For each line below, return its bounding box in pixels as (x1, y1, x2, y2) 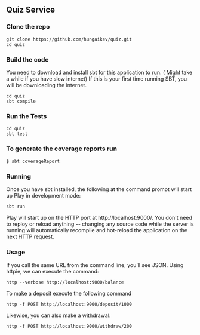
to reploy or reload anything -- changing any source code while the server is (6, 220, 194, 228)
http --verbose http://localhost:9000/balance (6, 279, 124, 285)
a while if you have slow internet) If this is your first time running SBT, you (6, 75, 187, 82)
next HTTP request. (6, 233, 55, 240)
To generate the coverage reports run (6, 145, 118, 153)
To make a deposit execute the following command (6, 290, 132, 297)
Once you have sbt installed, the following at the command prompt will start (6, 185, 192, 193)
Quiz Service (6, 5, 56, 15)
